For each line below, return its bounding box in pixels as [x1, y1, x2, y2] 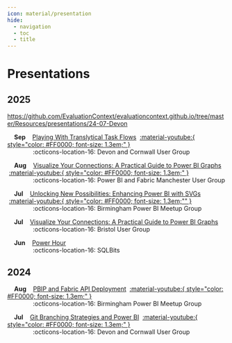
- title [13, 36, 36, 43]
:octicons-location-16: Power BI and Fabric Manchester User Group [33, 176, 226, 184]
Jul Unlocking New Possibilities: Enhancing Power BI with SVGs [13, 189, 201, 198]
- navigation [13, 23, 51, 30]
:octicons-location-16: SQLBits [33, 246, 120, 255]
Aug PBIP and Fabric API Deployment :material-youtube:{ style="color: [13, 285, 224, 293]
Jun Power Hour [13, 239, 67, 247]
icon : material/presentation [7, 10, 92, 17]
